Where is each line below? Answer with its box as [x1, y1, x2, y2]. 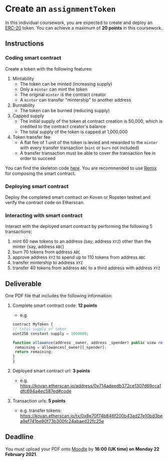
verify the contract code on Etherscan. [5, 199, 85, 205]
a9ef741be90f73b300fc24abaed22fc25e [19, 418, 104, 424]
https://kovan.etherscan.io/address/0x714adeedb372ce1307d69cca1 [19, 383, 161, 389]
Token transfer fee [12, 134, 51, 140]
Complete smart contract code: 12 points [12, 302, 97, 308]
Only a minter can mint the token [19, 86, 87, 92]
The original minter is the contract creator [19, 91, 106, 98]
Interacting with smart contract [5, 212, 82, 219]
